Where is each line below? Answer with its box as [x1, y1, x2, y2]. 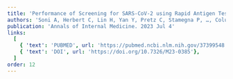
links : [7, 29, 26, 36]
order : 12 [7, 61, 36, 68]
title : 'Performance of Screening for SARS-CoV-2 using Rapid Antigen [7, 10, 216, 17]
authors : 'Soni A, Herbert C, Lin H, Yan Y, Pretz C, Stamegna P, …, [7, 16, 213, 23]
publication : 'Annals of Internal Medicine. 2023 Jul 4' [7, 23, 175, 30]
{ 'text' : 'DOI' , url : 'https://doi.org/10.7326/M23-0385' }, [19, 49, 200, 56]
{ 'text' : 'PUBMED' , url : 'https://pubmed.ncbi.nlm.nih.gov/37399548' [19, 42, 228, 49]
